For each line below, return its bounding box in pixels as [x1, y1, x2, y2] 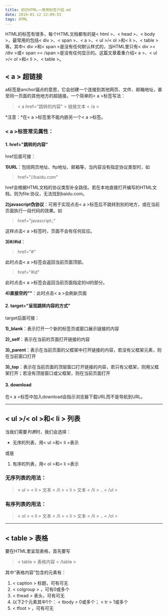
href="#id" [17, 269, 40, 275]
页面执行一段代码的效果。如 [5, 208, 62, 214]
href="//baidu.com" [17, 174, 58, 180]
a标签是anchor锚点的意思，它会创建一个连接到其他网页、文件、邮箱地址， [5, 86, 158, 93]
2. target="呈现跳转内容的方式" [5, 302, 71, 309]
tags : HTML [5, 17, 28, 22]
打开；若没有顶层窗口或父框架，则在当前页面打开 [9, 370, 110, 376]
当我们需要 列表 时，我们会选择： [5, 429, 71, 435]
